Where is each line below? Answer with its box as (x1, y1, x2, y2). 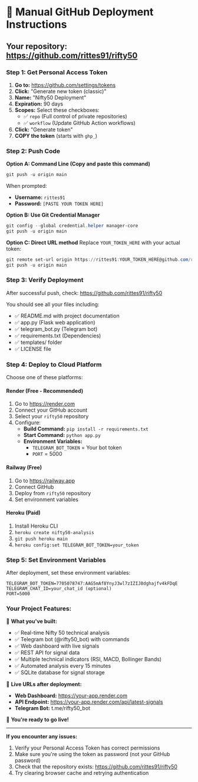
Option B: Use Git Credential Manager (6, 211, 100, 218)
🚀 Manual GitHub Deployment (6, 5, 154, 19)
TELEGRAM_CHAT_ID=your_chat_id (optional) (6, 586, 112, 592)
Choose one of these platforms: (6, 374, 83, 381)
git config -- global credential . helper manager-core (6, 223, 138, 229)
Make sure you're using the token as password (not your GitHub (14, 751, 170, 758)
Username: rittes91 (14, 194, 65, 201)
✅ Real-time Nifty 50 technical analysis (14, 629, 110, 637)
